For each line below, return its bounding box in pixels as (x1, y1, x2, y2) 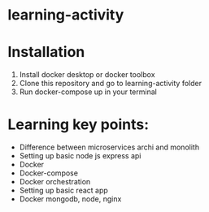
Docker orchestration (19, 177, 91, 187)
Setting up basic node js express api (19, 151, 142, 161)
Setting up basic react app (19, 185, 109, 196)
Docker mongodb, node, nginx (19, 194, 122, 204)
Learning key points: (7, 115, 150, 134)
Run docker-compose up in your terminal (19, 87, 158, 97)
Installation (7, 43, 85, 62)
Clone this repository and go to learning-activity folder (19, 79, 202, 89)
